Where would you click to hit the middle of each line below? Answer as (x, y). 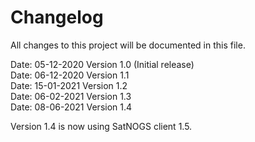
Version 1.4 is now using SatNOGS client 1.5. (101, 126)
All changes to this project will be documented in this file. (128, 45)
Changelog (57, 17)
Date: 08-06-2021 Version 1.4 (71, 107)
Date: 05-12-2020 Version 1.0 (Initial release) (102, 64)
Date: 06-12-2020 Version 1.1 (70, 75)
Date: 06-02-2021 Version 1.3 (71, 96)
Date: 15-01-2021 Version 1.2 (69, 85)
